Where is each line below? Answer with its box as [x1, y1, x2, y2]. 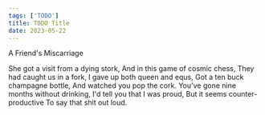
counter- [228, 89, 258, 99]
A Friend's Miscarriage [8, 49, 84, 58]
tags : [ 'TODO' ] [8, 11, 59, 20]
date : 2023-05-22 [8, 26, 67, 34]
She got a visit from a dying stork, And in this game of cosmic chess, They [8, 64, 255, 73]
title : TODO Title [8, 19, 70, 27]
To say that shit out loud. [45, 97, 128, 108]
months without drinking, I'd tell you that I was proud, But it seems [8, 89, 227, 99]
